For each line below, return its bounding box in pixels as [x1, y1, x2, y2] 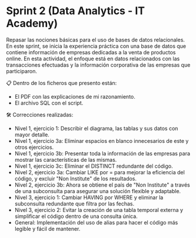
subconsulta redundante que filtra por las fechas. [14, 200, 134, 207]
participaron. [6, 67, 37, 74]
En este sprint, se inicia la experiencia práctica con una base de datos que [6, 43, 187, 50]
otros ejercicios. [14, 144, 54, 151]
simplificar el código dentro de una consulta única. [14, 213, 138, 220]
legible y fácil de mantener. [14, 225, 81, 232]
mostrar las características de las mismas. [14, 156, 117, 163]
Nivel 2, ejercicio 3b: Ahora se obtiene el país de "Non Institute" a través [14, 181, 190, 188]
